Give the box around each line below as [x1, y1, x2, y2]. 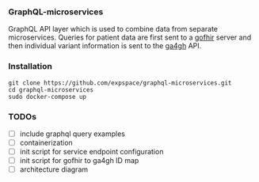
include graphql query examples [19, 129, 125, 138]
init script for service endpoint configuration [19, 147, 164, 157]
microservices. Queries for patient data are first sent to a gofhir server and [8, 32, 252, 42]
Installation [8, 61, 53, 72]
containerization [19, 138, 73, 147]
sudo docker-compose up [8, 93, 87, 100]
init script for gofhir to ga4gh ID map [19, 156, 139, 165]
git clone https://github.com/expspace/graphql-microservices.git [8, 78, 232, 87]
